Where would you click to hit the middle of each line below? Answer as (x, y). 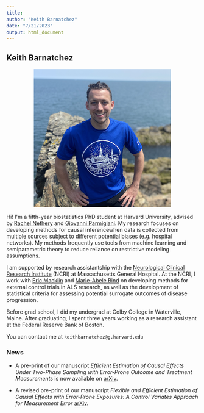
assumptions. (23, 256)
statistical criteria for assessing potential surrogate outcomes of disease (97, 293)
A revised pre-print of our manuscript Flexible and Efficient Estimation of (106, 390)
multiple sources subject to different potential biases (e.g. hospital (89, 236)
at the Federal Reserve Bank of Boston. (55, 325)
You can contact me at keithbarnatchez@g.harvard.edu (75, 337)
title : (15, 13)
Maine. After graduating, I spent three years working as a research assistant (101, 318)
